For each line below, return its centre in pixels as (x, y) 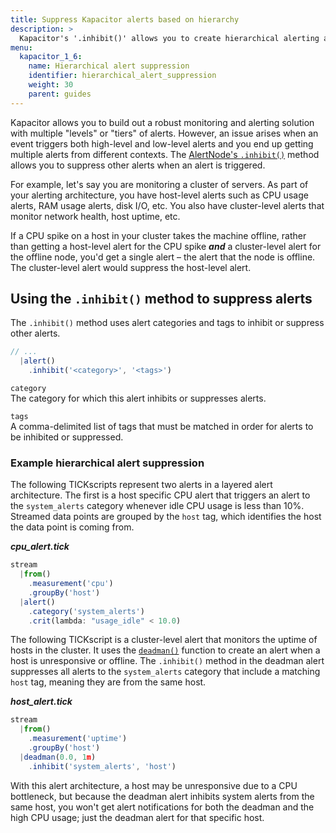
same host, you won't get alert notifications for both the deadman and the (162, 807)
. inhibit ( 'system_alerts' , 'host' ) (102, 766)
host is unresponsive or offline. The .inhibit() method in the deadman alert (167, 661)
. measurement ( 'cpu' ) (71, 584)
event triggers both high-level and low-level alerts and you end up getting (162, 143)
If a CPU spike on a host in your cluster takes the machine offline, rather (158, 235)
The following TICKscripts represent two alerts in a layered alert (141, 485)
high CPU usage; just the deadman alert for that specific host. (137, 817)
